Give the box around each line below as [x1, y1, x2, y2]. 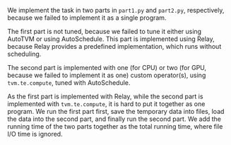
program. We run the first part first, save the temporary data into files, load [7, 108, 225, 115]
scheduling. [7, 50, 42, 58]
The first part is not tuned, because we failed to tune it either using [7, 28, 202, 35]
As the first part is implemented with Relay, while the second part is [7, 92, 203, 100]
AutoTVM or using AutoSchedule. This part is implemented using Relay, [7, 35, 215, 43]
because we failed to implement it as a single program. [7, 13, 167, 22]
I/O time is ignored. [7, 130, 63, 138]
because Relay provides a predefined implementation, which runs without [7, 42, 222, 50]
